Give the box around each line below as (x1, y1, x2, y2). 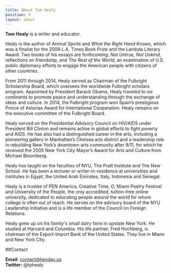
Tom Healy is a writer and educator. (5, 31, 81, 37)
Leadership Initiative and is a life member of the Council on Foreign (5, 205, 146, 211)
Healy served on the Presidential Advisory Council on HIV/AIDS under (5, 120, 152, 127)
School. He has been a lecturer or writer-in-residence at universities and (5, 168, 158, 174)
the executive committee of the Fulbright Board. (5, 110, 106, 116)
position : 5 (5, 12, 31, 17)
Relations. (5, 210, 27, 217)
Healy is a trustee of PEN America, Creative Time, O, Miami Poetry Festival (5, 183, 162, 189)
